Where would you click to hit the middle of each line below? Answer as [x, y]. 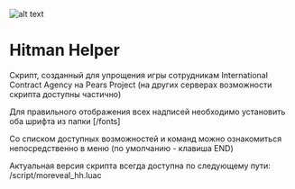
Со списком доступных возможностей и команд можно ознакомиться [146, 139]
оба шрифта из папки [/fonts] [65, 121]
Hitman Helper [65, 50]
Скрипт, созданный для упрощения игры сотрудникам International [139, 75]
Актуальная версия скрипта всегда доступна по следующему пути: [140, 166]
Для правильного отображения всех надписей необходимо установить [147, 112]
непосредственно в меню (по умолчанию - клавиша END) [122, 148]
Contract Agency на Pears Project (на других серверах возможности [141, 85]
